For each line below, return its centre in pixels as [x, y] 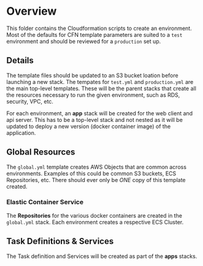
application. [21, 132]
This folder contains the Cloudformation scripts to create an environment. [99, 28]
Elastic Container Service [45, 202]
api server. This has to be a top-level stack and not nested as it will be [94, 120]
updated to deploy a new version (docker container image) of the [89, 126]
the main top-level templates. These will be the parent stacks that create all [101, 88]
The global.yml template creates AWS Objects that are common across [97, 167]
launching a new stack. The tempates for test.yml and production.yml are [100, 82]
